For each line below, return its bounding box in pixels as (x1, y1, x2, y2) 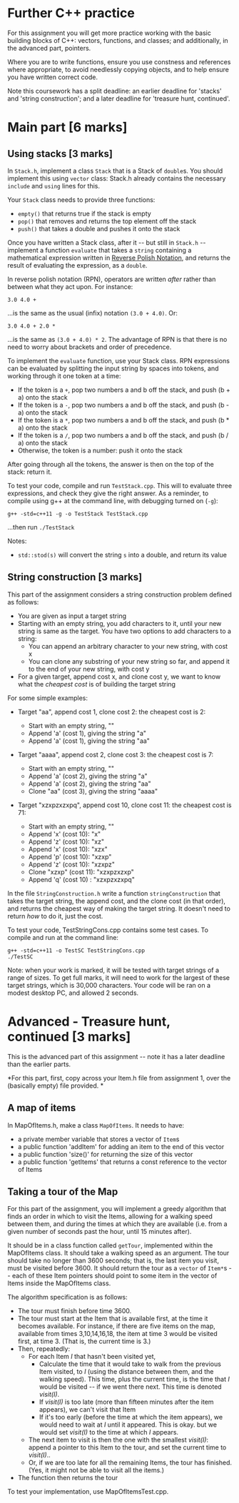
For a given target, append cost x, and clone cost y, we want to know (17, 672, 221, 681)
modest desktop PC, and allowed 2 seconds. (7, 988, 139, 997)
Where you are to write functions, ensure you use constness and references (7, 57, 231, 66)
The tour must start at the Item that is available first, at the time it (17, 1315, 208, 1323)
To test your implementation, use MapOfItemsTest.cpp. (7, 1487, 169, 1496)
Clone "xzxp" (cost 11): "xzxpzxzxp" (28, 867, 134, 876)
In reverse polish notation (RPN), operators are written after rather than (7, 275, 216, 283)
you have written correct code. (7, 73, 98, 81)
